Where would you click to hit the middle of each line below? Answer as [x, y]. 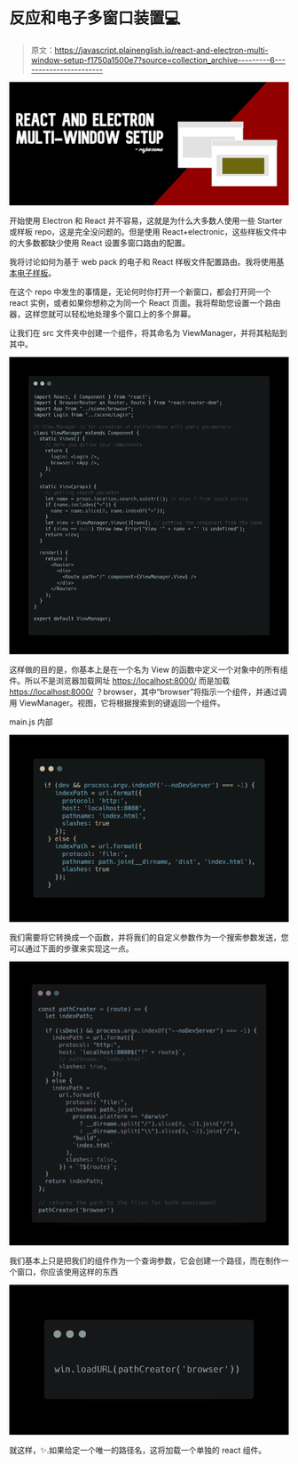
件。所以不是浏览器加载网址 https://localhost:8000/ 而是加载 [120, 680]
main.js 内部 [31, 722]
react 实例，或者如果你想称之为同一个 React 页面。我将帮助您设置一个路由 [145, 303]
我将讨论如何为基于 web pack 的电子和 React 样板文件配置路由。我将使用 [143, 262]
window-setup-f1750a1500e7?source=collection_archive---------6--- [158, 60]
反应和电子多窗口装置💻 [95, 18]
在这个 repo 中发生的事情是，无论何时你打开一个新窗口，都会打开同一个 [141, 292]
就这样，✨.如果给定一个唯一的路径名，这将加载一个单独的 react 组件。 [138, 1451]
